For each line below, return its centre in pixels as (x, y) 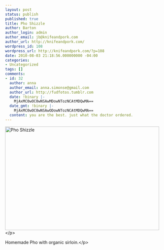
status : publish (22, 14)
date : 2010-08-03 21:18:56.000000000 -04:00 (51, 55)
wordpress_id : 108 (24, 46)
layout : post (18, 10)
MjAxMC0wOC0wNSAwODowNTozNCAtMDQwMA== (54, 111)
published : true (22, 19)
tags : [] (14, 70)
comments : (15, 74)
